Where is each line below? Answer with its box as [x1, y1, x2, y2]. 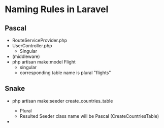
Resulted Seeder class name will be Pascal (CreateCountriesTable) [19, 113, 159, 119]
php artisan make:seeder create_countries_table [12, 98, 113, 104]
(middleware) [12, 53, 40, 59]
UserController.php [12, 43, 52, 49]
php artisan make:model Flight [12, 59, 76, 65]
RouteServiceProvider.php [12, 37, 67, 43]
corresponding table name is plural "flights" [19, 70, 111, 76]
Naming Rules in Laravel [5, 4, 109, 15]
